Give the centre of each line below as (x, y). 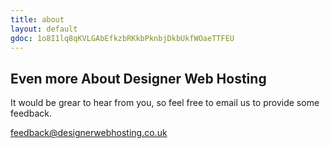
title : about (37, 19)
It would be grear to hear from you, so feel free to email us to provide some (165, 103)
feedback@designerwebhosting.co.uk (89, 133)
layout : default (44, 29)
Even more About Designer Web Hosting (138, 78)
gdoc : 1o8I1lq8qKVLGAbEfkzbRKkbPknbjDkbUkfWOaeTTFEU (122, 38)
